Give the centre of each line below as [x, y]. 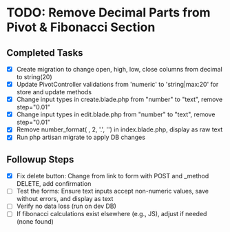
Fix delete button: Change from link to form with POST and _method [113, 176]
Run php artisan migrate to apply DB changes [81, 137]
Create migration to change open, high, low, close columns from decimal [119, 69]
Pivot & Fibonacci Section [81, 27]
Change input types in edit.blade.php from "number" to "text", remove [116, 114]
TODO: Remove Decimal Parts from [108, 13]
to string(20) [34, 77]
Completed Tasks [45, 53]
